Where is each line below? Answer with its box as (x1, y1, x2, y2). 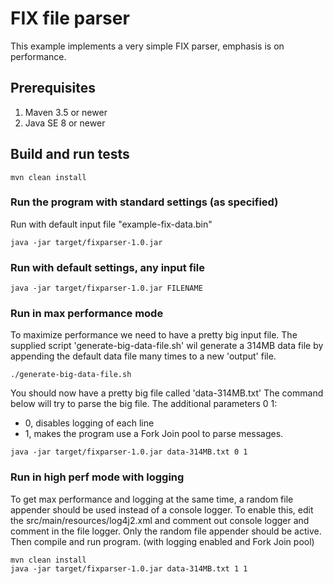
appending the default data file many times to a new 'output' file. (10, 350, 277, 362)
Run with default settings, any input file (10, 260, 205, 274)
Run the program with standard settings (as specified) (10, 195, 279, 209)
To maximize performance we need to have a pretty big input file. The (10, 329, 298, 341)
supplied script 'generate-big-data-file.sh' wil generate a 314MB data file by (10, 340, 324, 352)
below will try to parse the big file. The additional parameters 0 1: (10, 398, 278, 410)
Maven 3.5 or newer (24, 106, 108, 118)
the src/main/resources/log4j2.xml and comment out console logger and (10, 514, 310, 526)
